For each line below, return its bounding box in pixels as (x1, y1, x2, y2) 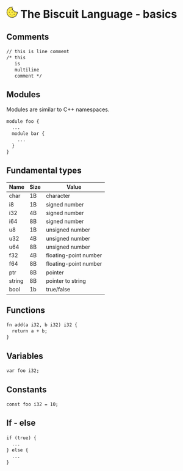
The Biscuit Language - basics (20, 7, 178, 21)
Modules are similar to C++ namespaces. (6, 106, 110, 113)
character (45, 192, 71, 200)
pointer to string (45, 277, 87, 284)
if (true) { (6, 434, 37, 441)
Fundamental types (6, 166, 82, 176)
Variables (6, 351, 44, 361)
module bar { (12, 130, 45, 137)
